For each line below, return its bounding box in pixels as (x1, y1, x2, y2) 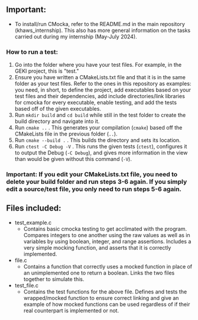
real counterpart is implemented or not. (23, 307, 119, 314)
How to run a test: (6, 47, 59, 56)
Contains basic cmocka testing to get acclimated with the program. (23, 225, 187, 232)
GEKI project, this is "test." (14, 67, 79, 75)
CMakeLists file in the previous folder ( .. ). (14, 130, 118, 138)
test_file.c (14, 282, 38, 289)
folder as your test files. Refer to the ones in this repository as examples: (14, 80, 191, 88)
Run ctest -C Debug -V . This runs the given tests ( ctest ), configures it (14, 143, 187, 150)
